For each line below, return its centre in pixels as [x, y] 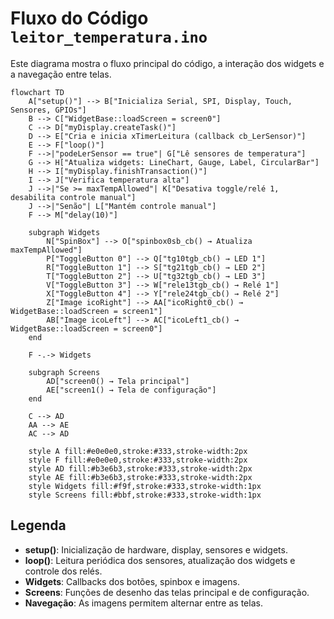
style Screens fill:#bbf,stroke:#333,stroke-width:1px [145, 495]
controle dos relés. [63, 571]
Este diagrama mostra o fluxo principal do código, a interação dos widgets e [167, 63]
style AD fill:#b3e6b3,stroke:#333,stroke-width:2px [140, 468]
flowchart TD [37, 92]
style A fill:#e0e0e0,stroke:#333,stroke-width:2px [138, 451]
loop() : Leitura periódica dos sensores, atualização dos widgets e [160, 560]
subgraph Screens [64, 372]
